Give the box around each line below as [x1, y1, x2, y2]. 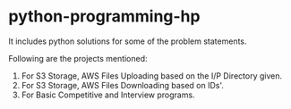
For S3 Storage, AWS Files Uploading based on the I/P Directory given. [21, 70, 283, 81]
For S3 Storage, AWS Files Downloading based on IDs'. [21, 80, 225, 90]
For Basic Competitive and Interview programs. [21, 89, 195, 100]
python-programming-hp [8, 6, 201, 27]
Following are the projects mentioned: [8, 53, 149, 63]
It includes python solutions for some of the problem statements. [8, 36, 247, 46]
